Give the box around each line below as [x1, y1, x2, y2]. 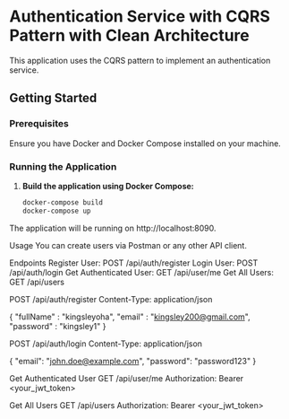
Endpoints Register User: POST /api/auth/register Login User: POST [9, 258, 259, 268]
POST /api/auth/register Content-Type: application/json [9, 293, 213, 304]
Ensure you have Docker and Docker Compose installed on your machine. [9, 137, 282, 149]
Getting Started [9, 91, 98, 106]
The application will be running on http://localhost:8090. [9, 223, 217, 233]
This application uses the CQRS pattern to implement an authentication [9, 55, 271, 65]
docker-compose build [21, 197, 103, 207]
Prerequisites [9, 118, 69, 130]
